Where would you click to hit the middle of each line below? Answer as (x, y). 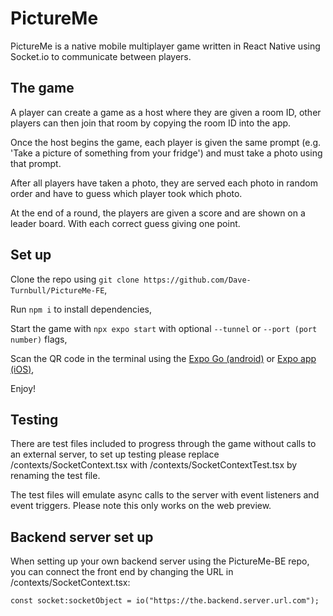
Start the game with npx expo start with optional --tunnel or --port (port (164, 328)
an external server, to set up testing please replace (115, 454)
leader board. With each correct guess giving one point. (125, 223)
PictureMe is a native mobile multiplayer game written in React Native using (165, 46)
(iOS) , (22, 369)
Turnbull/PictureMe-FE (57, 290)
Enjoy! (23, 388)
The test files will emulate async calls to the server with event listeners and (165, 495)
